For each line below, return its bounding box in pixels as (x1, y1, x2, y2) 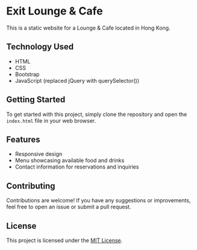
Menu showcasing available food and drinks (14, 157, 125, 164)
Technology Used (6, 42, 74, 52)
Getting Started (6, 95, 66, 105)
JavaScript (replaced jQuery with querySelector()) (14, 77, 140, 84)
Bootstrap (14, 71, 40, 78)
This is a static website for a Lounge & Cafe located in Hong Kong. (6, 24, 170, 31)
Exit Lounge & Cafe (6, 4, 104, 18)
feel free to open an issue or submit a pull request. (6, 204, 131, 211)
